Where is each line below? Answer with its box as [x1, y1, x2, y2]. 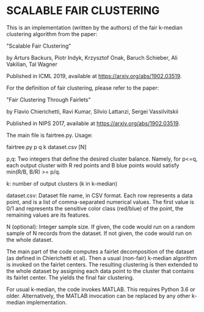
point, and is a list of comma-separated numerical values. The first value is [6, 198, 194, 205]
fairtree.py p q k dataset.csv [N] [6, 143, 87, 150]
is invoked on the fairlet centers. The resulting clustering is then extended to [6, 261, 199, 268]
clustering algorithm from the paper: [6, 30, 98, 37]
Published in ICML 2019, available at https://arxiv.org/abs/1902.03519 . [6, 72, 182, 79]
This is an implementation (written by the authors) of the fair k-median [6, 24, 183, 31]
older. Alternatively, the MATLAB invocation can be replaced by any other [6, 292, 191, 299]
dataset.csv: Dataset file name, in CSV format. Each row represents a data [6, 192, 193, 199]
